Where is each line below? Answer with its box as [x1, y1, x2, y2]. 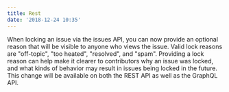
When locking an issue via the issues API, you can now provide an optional [7, 35, 218, 43]
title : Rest [7, 10, 41, 17]
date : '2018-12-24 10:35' [7, 16, 81, 23]
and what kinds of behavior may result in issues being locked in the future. [7, 64, 218, 72]
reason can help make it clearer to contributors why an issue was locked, [7, 57, 214, 65]
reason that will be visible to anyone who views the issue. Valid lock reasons [7, 42, 223, 50]
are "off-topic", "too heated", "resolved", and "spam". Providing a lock [7, 49, 204, 58]
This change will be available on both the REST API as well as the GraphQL [7, 71, 218, 79]
